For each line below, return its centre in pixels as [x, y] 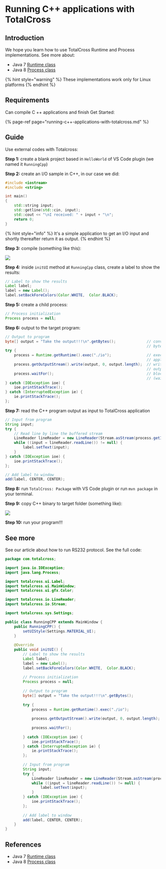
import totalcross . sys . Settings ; [40, 613]
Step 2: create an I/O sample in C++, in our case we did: [62, 174]
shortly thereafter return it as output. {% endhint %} [58, 239]
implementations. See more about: [40, 55]
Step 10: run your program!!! [34, 523]
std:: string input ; [34, 206]
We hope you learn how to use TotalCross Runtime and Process [70, 50]
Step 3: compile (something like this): [43, 248]
